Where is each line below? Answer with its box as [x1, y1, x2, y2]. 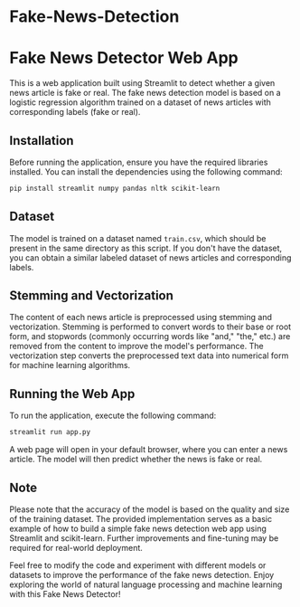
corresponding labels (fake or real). [9, 107, 141, 118]
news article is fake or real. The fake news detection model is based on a [9, 88, 282, 99]
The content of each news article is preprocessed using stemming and [9, 312, 273, 323]
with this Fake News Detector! [9, 588, 121, 599]
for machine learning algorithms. [9, 360, 131, 371]
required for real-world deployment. [9, 542, 143, 553]
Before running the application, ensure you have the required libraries [9, 156, 268, 167]
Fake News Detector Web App [9, 48, 239, 69]
